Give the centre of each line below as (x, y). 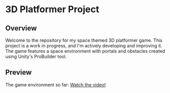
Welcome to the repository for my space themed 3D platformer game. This (84, 40)
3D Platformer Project (52, 9)
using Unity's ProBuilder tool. (36, 56)
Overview (21, 28)
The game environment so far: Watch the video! (56, 84)
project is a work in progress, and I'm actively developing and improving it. (84, 46)
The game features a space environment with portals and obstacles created (85, 51)
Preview (19, 72)
